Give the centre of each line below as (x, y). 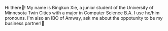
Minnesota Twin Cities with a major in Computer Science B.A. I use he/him (82, 13)
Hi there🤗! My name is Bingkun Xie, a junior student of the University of (79, 8)
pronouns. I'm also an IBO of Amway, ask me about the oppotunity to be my (84, 18)
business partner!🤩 (25, 23)
